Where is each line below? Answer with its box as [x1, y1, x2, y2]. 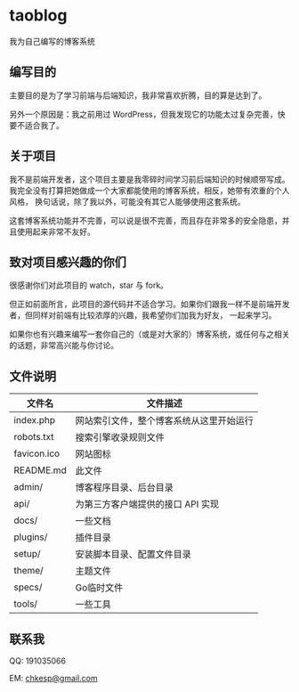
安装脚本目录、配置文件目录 [75, 549, 191, 561]
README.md [13, 464, 67, 476]
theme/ [13, 565, 44, 577]
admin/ [13, 481, 43, 493]
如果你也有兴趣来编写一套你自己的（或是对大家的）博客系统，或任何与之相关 [9, 329, 290, 339]
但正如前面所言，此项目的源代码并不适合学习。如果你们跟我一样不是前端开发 [9, 299, 290, 310]
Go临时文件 [75, 582, 124, 594]
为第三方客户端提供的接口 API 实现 [75, 498, 220, 510]
